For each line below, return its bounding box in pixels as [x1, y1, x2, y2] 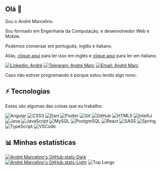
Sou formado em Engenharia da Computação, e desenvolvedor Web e [5, 28, 149, 34]
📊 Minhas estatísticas [5, 138, 76, 147]
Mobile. [5, 33, 21, 39]
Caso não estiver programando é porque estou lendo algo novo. [5, 72, 137, 78]
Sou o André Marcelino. [5, 18, 54, 24]
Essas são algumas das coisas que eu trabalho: [5, 103, 103, 109]
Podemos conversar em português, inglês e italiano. [5, 43, 112, 49]
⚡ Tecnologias [5, 87, 50, 95]
